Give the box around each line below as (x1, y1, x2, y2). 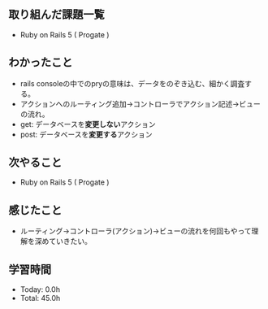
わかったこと (8, 55, 73, 69)
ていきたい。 (48, 237, 92, 246)
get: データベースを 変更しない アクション (19, 119, 156, 128)
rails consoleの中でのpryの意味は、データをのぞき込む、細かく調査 (19, 78, 245, 88)
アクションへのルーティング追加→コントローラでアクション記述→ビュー (19, 98, 262, 108)
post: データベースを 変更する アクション (19, 129, 153, 139)
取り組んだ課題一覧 (8, 7, 105, 22)
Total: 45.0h (19, 294, 61, 303)
